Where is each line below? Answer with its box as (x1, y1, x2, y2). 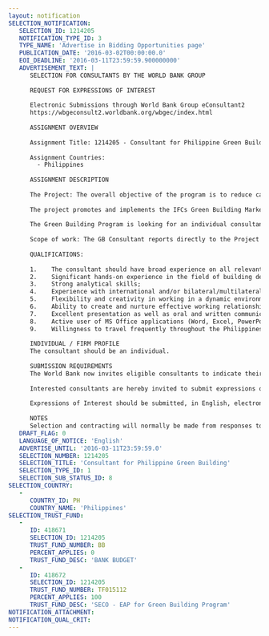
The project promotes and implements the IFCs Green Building (29, 205, 242, 213)
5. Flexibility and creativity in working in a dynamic (29, 295, 231, 303)
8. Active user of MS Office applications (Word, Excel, (29, 318, 235, 326)
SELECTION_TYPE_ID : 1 (18, 467, 91, 475)
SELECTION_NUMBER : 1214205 (18, 452, 110, 460)
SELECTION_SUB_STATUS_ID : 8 (18, 474, 113, 482)
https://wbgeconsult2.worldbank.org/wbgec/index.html (29, 109, 214, 117)
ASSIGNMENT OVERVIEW (29, 124, 98, 132)
